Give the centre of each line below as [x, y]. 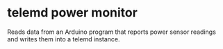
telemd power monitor [72, 13]
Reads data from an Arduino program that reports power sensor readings [112, 32]
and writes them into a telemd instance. [64, 39]
